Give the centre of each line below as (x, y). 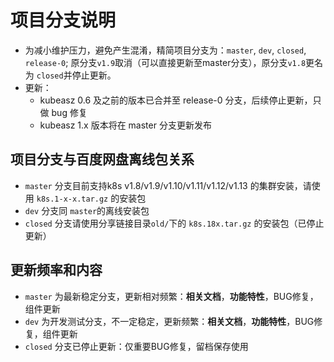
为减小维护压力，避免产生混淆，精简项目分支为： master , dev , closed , (165, 50)
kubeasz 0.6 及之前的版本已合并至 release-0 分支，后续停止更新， (176, 100)
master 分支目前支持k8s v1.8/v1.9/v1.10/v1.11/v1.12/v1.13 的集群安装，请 (168, 185)
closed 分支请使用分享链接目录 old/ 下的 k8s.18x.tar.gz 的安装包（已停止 (174, 223)
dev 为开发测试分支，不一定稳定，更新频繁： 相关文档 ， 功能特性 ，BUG (169, 321)
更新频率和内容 (56, 270)
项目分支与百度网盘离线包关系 (102, 159)
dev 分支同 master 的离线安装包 (87, 210)
